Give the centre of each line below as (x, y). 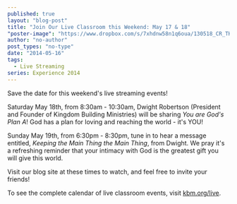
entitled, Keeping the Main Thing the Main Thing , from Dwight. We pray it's (116, 143)
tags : (15, 60)
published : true (31, 14)
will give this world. (35, 158)
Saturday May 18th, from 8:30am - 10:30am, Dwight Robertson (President (114, 107)
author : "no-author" (38, 40)
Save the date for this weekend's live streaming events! (87, 93)
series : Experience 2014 (44, 73)
